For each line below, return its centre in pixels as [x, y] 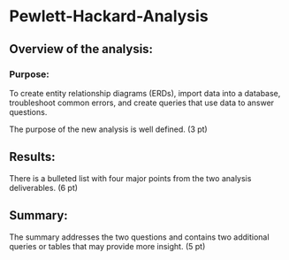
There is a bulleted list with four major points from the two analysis [130, 178]
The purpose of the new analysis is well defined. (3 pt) [108, 129]
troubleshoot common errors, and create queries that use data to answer [142, 103]
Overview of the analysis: [81, 49]
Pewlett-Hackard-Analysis [109, 16]
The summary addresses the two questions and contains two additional [139, 237]
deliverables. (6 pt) [43, 187]
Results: [32, 157]
